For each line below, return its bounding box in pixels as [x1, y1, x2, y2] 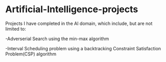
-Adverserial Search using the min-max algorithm [5, 36, 109, 42]
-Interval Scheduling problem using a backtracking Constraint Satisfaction [5, 45, 161, 51]
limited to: [5, 25, 27, 32]
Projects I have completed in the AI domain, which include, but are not [5, 20, 153, 26]
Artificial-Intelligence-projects [5, 4, 138, 15]
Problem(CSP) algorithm [5, 51, 57, 57]
